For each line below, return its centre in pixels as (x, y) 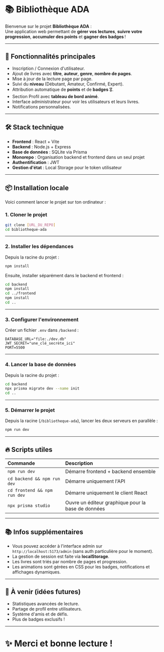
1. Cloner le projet (26, 215)
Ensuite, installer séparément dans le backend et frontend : (64, 275)
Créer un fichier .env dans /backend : (42, 330)
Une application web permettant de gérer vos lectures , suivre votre (74, 31)
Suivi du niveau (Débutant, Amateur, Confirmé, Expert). (68, 84)
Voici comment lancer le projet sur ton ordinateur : (55, 202)
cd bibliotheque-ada (26, 229)
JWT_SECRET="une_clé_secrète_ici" (40, 344)
